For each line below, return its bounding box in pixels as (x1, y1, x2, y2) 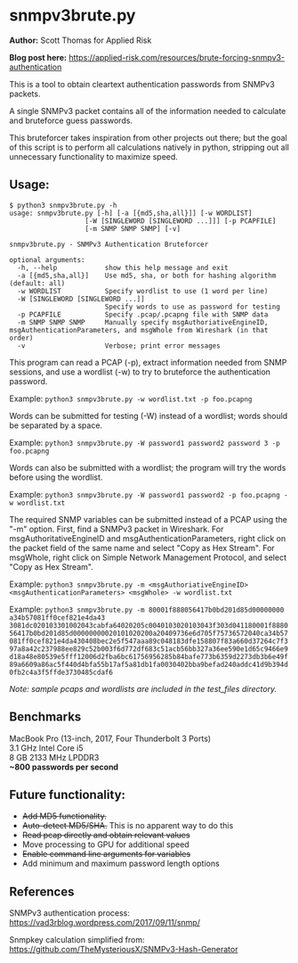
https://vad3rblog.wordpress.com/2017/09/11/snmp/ (9, 918, 200, 928)
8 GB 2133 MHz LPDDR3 (9, 752, 100, 762)
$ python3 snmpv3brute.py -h (9, 201, 117, 210)
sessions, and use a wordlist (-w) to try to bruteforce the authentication (9, 366, 271, 377)
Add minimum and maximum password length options (21, 858, 220, 869)
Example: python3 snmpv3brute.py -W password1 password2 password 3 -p (9, 437, 280, 448)
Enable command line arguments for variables (21, 849, 191, 860)
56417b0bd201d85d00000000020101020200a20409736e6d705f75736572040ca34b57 (9, 629, 289, 638)
